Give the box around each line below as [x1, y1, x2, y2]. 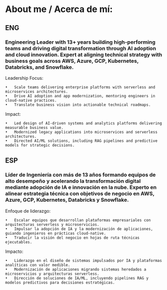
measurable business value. [5, 125, 64, 130]
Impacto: [5, 248, 23, 254]
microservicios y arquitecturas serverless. [5, 271, 99, 276]
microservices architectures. [5, 89, 68, 94]
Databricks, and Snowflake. [5, 64, 74, 71]
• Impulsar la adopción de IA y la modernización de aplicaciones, [5, 226, 153, 231]
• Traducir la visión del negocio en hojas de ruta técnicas [5, 235, 140, 240]
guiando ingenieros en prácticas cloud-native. [5, 231, 106, 236]
